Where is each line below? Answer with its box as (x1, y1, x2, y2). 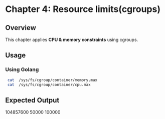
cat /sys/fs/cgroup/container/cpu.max (7, 82, 91, 87)
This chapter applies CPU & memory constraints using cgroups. (5, 36, 138, 42)
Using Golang (5, 66, 39, 73)
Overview (5, 23, 37, 32)
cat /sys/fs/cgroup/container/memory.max (7, 77, 98, 82)
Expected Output (5, 96, 60, 104)
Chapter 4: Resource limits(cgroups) (5, 3, 161, 15)
